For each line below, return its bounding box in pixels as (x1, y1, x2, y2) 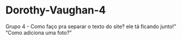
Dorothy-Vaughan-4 (5, 4, 106, 17)
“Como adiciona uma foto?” (5, 29, 72, 36)
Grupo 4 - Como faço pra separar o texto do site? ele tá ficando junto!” (5, 23, 177, 30)
